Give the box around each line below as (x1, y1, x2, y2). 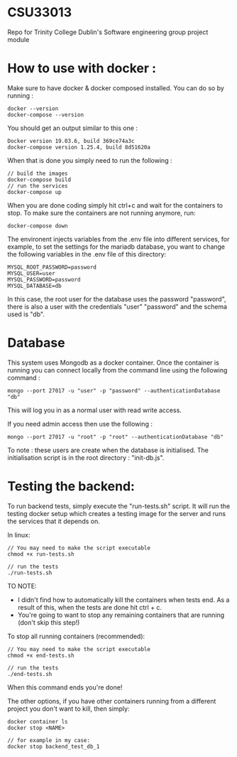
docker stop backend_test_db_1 (7, 743, 100, 750)
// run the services (7, 182, 69, 189)
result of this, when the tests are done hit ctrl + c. (17, 603, 162, 611)
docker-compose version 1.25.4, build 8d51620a (7, 144, 151, 151)
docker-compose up (7, 188, 62, 195)
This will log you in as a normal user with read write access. (7, 406, 182, 414)
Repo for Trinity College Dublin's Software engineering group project (7, 28, 209, 36)
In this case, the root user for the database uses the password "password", (7, 294, 226, 303)
